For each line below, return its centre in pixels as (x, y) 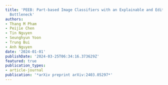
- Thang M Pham (21, 24)
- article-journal (24, 70)
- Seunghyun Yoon (23, 38)
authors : (14, 19)
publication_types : (25, 65)
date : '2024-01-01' (25, 51)
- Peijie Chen (20, 28)
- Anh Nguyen (19, 47)
